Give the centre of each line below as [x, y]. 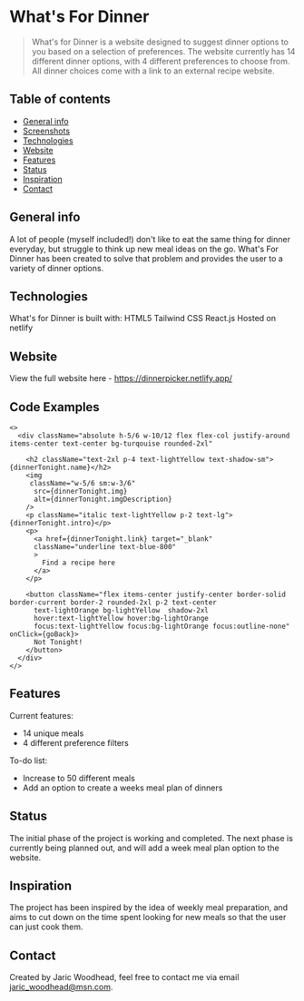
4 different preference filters [76, 742]
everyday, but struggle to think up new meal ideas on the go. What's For [144, 249]
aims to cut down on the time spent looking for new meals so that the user [148, 918]
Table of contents [60, 99]
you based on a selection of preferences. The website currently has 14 [163, 51]
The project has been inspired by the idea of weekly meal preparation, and [149, 908]
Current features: [42, 715]
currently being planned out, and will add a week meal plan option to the [144, 848]
